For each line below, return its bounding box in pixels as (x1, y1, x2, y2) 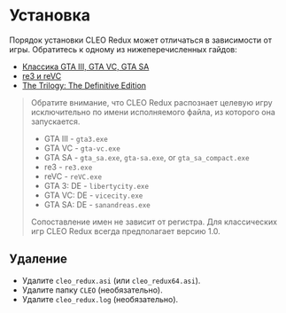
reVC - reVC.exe (43, 170, 103, 182)
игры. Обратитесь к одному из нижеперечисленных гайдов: (9, 43, 237, 54)
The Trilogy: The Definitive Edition (21, 80, 147, 90)
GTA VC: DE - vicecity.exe (43, 190, 143, 200)
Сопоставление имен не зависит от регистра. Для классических (30, 216, 277, 227)
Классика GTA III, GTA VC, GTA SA (21, 61, 150, 72)
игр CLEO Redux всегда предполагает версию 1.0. (30, 225, 221, 236)
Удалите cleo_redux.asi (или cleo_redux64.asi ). (21, 275, 201, 286)
